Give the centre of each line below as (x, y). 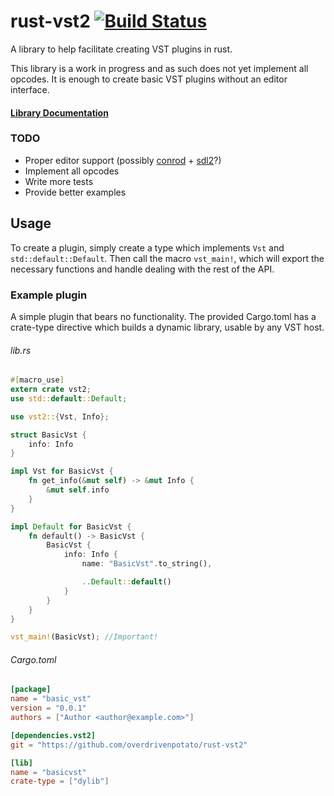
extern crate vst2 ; (51, 390)
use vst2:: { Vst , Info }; (60, 416)
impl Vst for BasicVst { (62, 471)
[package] (31, 690)
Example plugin (49, 295)
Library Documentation (59, 112)
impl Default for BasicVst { (71, 526)
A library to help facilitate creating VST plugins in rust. (121, 49)
